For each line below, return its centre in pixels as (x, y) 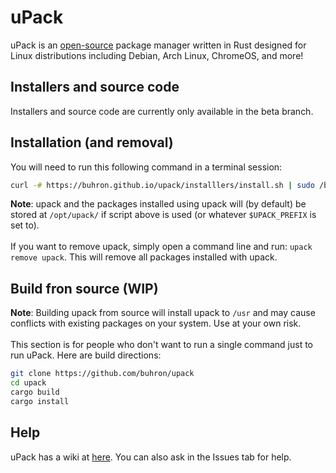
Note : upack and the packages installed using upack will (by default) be (158, 204)
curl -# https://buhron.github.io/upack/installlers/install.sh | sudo (162, 185)
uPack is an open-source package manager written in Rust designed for (158, 45)
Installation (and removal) (92, 142)
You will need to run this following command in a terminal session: (146, 167)
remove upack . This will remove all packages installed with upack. (144, 257)
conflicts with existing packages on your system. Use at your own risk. (156, 323)
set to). (25, 225)
